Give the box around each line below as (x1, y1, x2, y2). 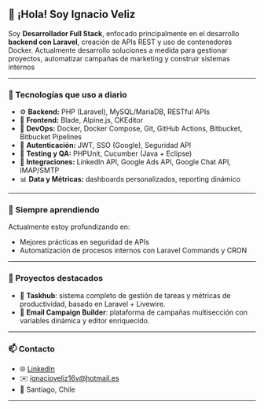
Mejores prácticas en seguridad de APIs (19, 238, 149, 247)
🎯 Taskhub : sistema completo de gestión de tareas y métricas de (19, 290, 231, 300)
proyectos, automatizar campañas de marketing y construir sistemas (8, 53, 230, 63)
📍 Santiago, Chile (19, 385, 76, 394)
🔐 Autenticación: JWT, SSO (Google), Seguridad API (19, 141, 192, 150)
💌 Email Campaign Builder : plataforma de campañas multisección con (19, 308, 247, 317)
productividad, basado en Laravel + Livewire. (19, 299, 166, 308)
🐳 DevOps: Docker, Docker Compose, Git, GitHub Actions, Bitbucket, (19, 123, 243, 134)
